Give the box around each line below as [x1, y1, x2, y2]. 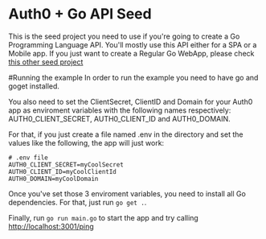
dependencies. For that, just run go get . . [8, 197, 147, 207]
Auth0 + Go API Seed [8, 5, 152, 23]
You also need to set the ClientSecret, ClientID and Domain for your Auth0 [8, 97, 253, 106]
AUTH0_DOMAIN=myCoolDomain [8, 175, 99, 183]
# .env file [8, 154, 48, 162]
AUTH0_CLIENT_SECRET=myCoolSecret [8, 160, 125, 169]
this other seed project [8, 57, 84, 67]
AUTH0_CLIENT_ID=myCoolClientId [8, 167, 117, 175]
